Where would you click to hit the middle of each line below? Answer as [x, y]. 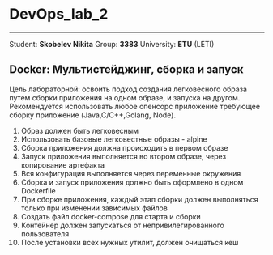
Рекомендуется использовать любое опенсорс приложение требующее [135, 106]
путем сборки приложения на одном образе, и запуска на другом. [125, 97]
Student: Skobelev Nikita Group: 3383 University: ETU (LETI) [112, 44]
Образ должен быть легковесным [80, 130]
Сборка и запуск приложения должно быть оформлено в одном [132, 182]
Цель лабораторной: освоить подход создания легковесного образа [128, 89]
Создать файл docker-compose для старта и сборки [111, 216]
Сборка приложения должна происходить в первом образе [124, 147]
